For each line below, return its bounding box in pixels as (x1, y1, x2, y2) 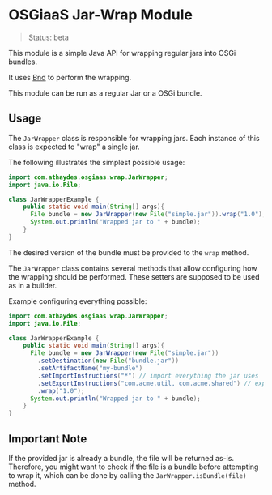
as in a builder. (8, 280, 57, 290)
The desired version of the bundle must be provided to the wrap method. (8, 247, 249, 257)
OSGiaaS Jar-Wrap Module (8, 6, 193, 24)
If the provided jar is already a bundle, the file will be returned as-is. (8, 453, 235, 463)
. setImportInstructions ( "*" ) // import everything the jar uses (37, 371, 259, 380)
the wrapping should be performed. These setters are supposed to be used (8, 271, 261, 281)
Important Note (8, 432, 87, 446)
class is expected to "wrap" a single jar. (8, 142, 140, 151)
